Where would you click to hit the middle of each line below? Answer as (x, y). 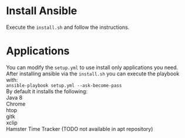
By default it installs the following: (47, 91)
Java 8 (14, 97)
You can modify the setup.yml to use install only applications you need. (92, 67)
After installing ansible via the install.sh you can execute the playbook (93, 73)
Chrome (16, 104)
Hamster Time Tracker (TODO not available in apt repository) (80, 129)
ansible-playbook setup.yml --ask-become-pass (64, 86)
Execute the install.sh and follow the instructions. (68, 27)
